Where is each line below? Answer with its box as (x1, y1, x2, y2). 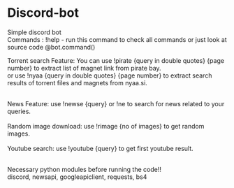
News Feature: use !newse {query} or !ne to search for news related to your (7, 99, 225, 108)
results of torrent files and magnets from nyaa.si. (7, 78, 148, 87)
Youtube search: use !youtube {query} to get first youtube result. (7, 144, 193, 152)
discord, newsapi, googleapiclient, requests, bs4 (7, 173, 147, 181)
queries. (7, 107, 31, 115)
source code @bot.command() (7, 43, 96, 51)
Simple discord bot (7, 28, 61, 36)
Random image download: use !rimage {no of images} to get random (7, 122, 205, 130)
